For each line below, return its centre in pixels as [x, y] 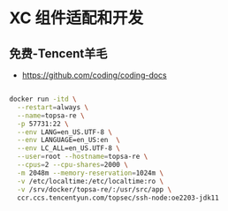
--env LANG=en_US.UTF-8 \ [65, 132]
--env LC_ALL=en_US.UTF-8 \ [69, 148]
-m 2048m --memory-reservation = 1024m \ [91, 173]
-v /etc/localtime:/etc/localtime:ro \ [91, 181]
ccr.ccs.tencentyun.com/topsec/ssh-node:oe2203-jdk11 [118, 198]
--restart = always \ [53, 107]
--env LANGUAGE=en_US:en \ [69, 140]
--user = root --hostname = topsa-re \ [83, 157]
